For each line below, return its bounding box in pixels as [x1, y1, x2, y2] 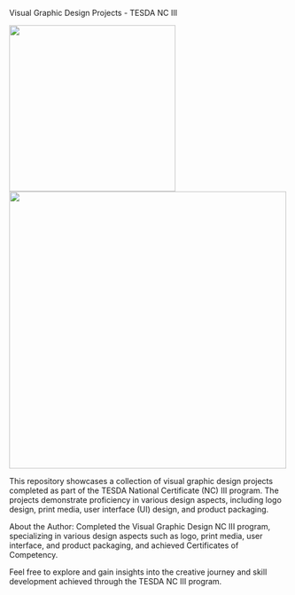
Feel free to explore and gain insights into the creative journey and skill [9, 567, 268, 577]
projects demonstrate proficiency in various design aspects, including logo [9, 495, 282, 505]
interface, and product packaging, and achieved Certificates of [9, 540, 239, 551]
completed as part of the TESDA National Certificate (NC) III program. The [9, 485, 279, 496]
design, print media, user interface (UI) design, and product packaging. [9, 505, 269, 514]
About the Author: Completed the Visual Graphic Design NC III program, [9, 521, 271, 531]
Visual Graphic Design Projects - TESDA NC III [9, 8, 178, 18]
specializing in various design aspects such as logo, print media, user [9, 531, 263, 541]
